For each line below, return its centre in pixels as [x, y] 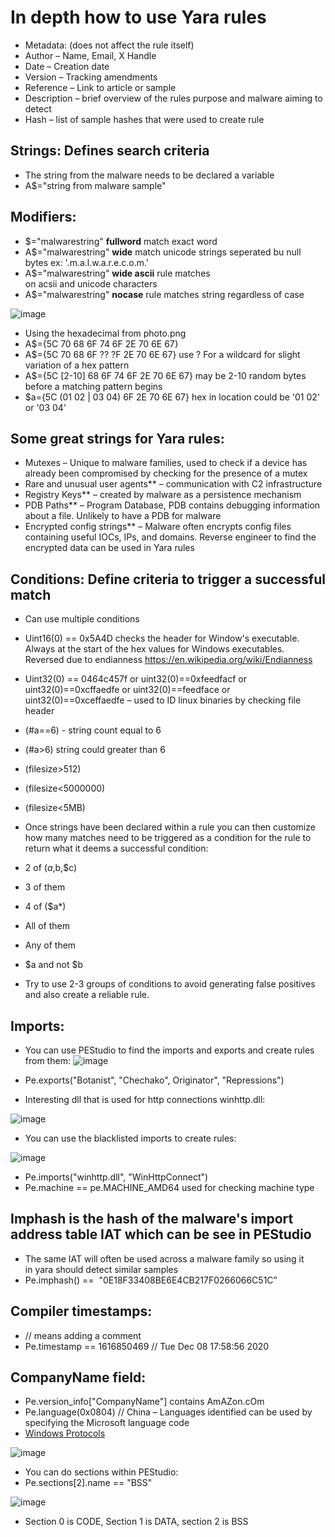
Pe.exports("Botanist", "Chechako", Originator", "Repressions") [154, 1080]
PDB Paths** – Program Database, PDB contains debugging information [172, 505]
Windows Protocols [65, 1433]
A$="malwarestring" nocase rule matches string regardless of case [164, 294]
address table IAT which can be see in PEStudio [161, 1234]
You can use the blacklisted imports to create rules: [130, 1138]
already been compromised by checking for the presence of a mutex [166, 473]
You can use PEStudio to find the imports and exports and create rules [169, 1050]
